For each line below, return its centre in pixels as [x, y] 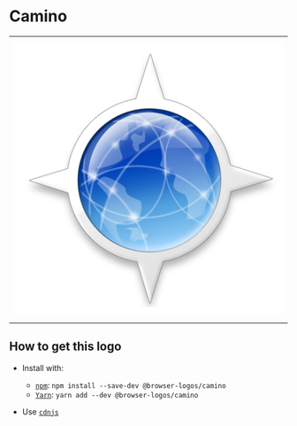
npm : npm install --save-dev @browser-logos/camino [131, 385]
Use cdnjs [40, 411]
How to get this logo [65, 347]
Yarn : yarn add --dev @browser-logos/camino [117, 394]
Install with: [43, 368]
